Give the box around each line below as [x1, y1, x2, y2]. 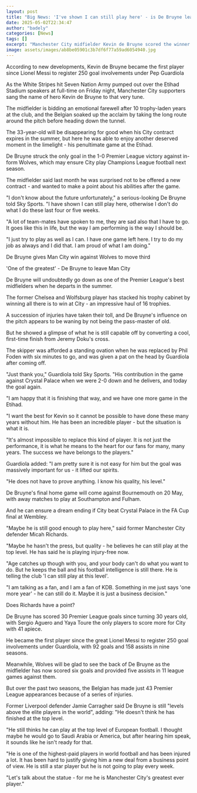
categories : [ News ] [6, 31, 54, 37]
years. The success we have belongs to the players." [6, 449, 134, 456]
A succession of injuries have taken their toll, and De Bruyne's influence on [6, 311, 188, 318]
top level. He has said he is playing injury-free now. [6, 548, 130, 555]
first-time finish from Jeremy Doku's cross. [6, 335, 110, 342]
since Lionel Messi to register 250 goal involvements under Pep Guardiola [6, 69, 184, 77]
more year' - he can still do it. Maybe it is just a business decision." [6, 590, 168, 597]
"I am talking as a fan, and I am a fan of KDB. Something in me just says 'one [6, 583, 191, 590]
